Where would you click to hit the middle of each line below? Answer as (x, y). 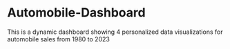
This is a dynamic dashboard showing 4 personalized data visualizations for (115, 32)
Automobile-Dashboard (77, 13)
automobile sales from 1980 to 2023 (59, 39)
